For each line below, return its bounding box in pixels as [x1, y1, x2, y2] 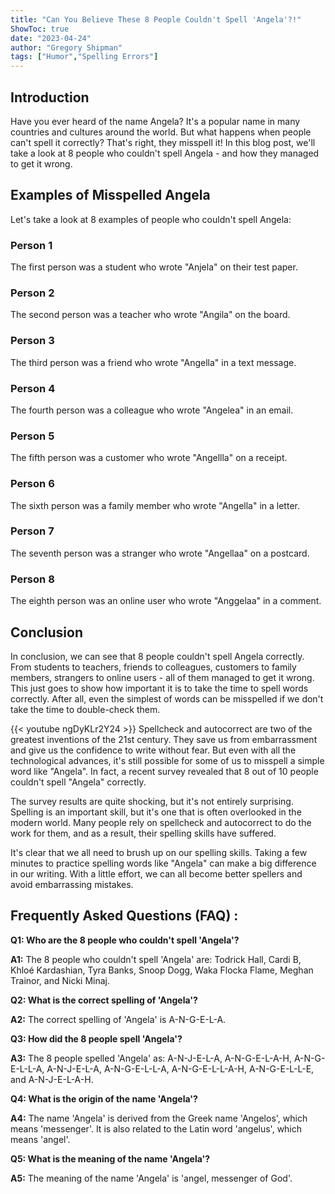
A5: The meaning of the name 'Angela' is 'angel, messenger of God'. [10, 1172, 293, 1184]
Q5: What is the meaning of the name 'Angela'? [10, 1152, 211, 1165]
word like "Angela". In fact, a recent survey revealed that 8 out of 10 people [10, 765, 319, 777]
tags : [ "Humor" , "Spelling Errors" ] [10, 52, 159, 62]
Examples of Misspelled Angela [10, 187, 211, 204]
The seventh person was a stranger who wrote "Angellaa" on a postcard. [10, 547, 310, 559]
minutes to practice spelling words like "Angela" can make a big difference [10, 857, 317, 869]
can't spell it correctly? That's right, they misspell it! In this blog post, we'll [10, 136, 316, 148]
